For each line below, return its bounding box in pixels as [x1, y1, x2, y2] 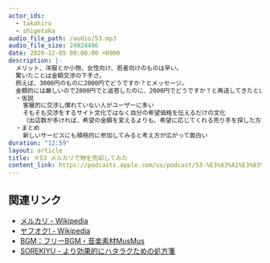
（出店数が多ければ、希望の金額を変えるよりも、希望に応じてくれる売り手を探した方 [22, 117, 261, 125]
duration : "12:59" [8, 138, 70, 147]
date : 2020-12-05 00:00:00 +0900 [8, 49, 121, 57]
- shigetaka [15, 27, 56, 35]
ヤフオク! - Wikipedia [19, 226, 91, 236]
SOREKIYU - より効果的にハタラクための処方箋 [19, 246, 176, 256]
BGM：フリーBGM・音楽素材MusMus [19, 236, 145, 245]
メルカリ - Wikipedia [19, 216, 88, 225]
